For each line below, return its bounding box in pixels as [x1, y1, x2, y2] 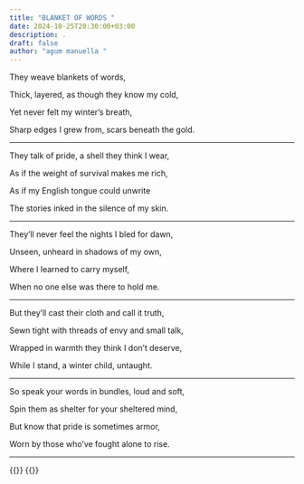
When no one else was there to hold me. [9, 281, 160, 292]
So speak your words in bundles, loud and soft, [9, 386, 185, 397]
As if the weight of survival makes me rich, [9, 168, 168, 179]
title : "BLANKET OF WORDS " [9, 13, 116, 23]
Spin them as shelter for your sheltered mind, [9, 403, 178, 414]
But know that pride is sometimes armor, [9, 422, 160, 432]
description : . [9, 30, 67, 39]
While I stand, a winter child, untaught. [9, 360, 153, 371]
